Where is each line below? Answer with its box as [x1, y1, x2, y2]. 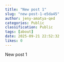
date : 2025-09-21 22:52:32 [5, 34, 60, 39]
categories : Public [5, 20, 45, 25]
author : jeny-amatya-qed [5, 16, 55, 21]
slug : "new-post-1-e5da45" [5, 12, 60, 16]
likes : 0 [5, 38, 23, 43]
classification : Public [5, 25, 53, 30]
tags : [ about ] [5, 29, 34, 34]
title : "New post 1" [5, 7, 47, 12]
